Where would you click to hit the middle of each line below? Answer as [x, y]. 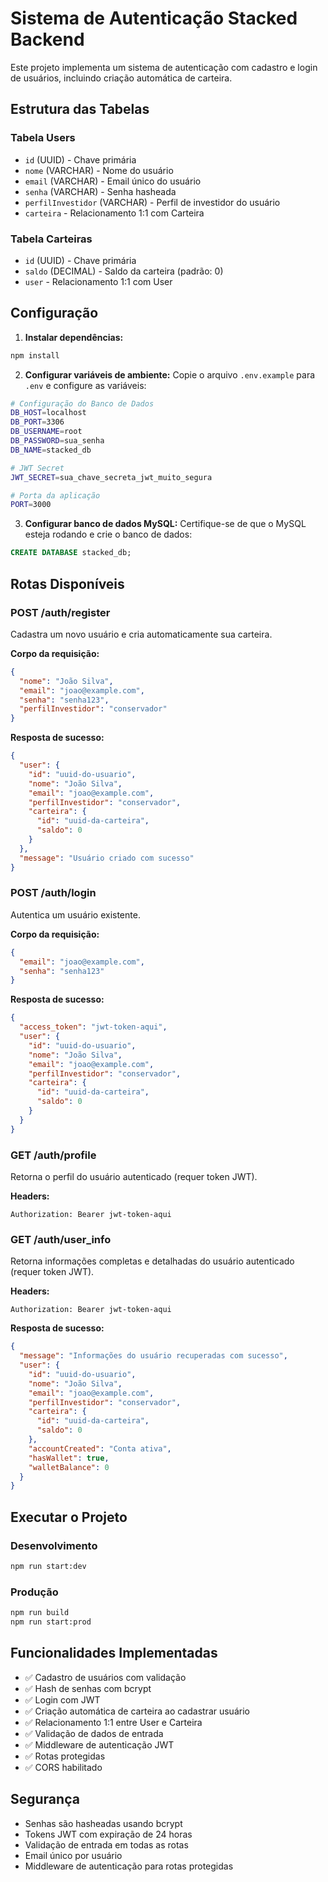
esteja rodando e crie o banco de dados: [108, 534]
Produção [34, 1592]
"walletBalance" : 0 [69, 1467]
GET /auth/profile [53, 1155]
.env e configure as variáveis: [85, 385]
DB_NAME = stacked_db [51, 450]
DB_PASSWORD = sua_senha [57, 441]
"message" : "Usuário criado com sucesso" [107, 858]
